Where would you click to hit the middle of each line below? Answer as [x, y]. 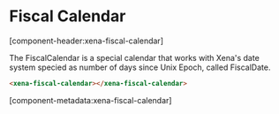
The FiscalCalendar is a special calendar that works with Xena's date [135, 57]
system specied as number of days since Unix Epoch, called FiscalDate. [140, 67]
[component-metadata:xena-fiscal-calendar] [90, 100]
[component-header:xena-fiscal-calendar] [86, 41]
